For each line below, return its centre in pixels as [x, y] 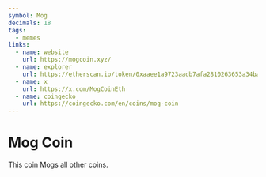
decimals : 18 [30, 23]
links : [19, 45]
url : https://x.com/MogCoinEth [74, 89]
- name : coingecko [46, 96]
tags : [17, 30]
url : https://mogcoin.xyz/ [67, 60]
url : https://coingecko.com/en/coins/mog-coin [101, 104]
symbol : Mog [28, 15]
